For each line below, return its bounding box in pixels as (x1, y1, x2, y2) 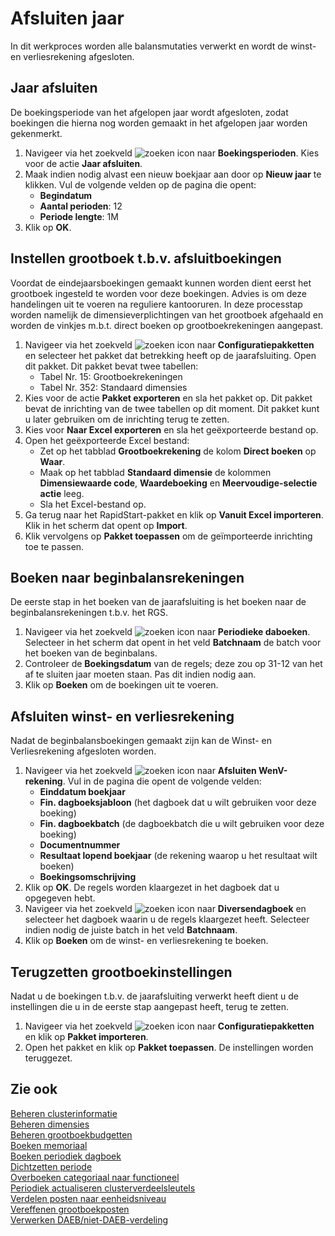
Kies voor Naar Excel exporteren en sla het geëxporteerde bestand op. (24, 423, 319, 436)
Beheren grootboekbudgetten (10, 1128, 133, 1141)
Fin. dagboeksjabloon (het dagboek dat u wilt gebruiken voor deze (39, 797, 317, 809)
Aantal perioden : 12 (39, 200, 123, 212)
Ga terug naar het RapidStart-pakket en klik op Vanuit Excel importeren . (24, 508, 324, 521)
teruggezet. (24, 1052, 73, 1064)
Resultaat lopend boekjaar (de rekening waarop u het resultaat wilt (39, 850, 318, 862)
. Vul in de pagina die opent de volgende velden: (62, 775, 262, 787)
